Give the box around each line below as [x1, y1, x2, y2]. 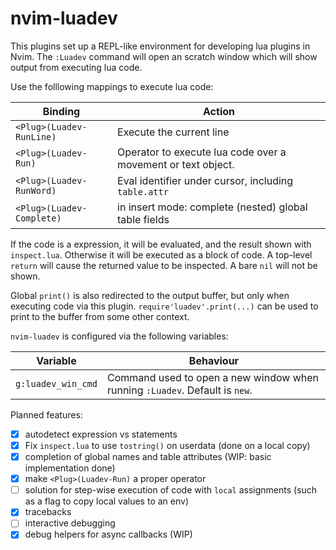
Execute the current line [117, 125, 230, 139]
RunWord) [15, 185, 57, 196]
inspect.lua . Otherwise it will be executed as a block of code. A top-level [10, 248, 313, 261]
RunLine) [15, 131, 57, 142]
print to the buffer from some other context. [10, 310, 190, 322]
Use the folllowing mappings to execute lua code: [10, 80, 214, 92]
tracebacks [24, 506, 72, 518]
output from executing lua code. [10, 61, 143, 73]
